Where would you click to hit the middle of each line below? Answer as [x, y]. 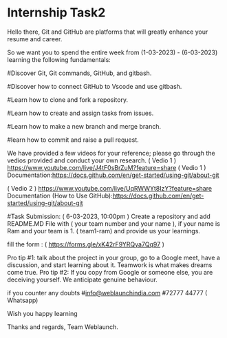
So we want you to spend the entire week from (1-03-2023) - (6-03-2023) [112, 52]
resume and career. [35, 39]
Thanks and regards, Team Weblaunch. [63, 327]
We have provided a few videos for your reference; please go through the [111, 153]
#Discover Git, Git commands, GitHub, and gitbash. [79, 73]
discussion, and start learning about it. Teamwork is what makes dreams [110, 265]
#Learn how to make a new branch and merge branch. [84, 126]
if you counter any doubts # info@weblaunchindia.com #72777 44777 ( [107, 293]
